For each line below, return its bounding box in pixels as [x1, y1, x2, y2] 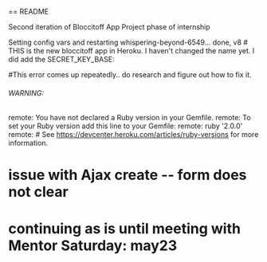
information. [8, 139, 49, 148]
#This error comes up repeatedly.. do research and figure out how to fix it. [8, 70, 253, 79]
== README [8, 7, 49, 16]
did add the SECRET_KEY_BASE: [8, 55, 115, 64]
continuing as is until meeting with [8, 219, 241, 237]
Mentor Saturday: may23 [8, 237, 178, 254]
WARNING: [8, 88, 44, 98]
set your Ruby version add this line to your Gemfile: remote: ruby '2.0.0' [8, 121, 243, 131]
